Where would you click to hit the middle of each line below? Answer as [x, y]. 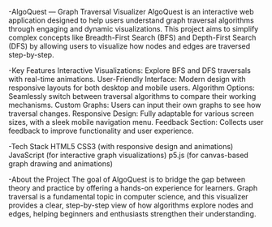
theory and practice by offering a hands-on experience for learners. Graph [133, 188]
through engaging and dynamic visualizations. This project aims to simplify [134, 29]
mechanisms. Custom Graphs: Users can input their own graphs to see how [135, 105]
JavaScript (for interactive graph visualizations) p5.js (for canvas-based [129, 155]
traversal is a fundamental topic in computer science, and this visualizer [129, 197]
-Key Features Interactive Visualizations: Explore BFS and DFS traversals [130, 71]
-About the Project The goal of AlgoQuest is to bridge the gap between [127, 179]
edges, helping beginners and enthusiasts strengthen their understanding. [132, 214]
